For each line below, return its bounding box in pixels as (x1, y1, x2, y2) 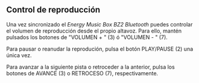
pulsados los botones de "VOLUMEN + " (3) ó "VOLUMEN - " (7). (6, 33, 168, 41)
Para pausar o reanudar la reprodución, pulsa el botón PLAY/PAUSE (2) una (6, 45, 194, 52)
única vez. (6, 51, 32, 59)
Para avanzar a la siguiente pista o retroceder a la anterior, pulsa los (6, 63, 175, 70)
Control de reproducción (6, 5, 101, 15)
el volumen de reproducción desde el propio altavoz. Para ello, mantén (6, 27, 182, 34)
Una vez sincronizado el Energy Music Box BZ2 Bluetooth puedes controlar (6, 20, 193, 28)
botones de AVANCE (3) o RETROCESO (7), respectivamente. (6, 69, 159, 77)
